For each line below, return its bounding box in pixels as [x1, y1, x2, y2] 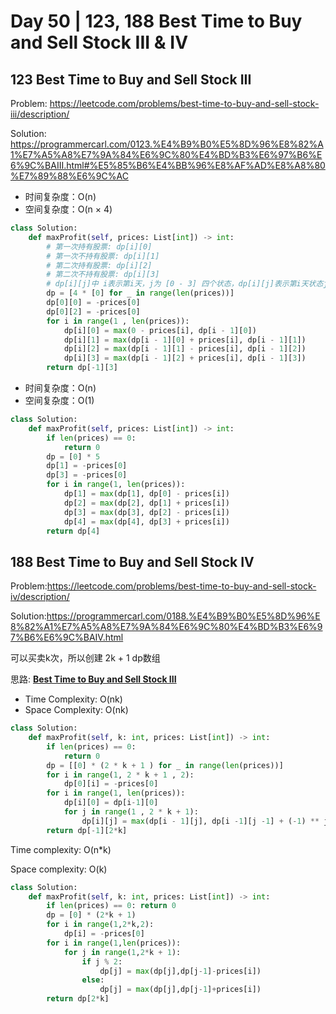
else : [81, 975, 105, 985]
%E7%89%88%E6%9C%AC [10, 170, 129, 182]
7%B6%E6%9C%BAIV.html [10, 631, 124, 644]
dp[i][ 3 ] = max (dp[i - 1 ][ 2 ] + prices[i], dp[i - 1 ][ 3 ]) [63, 353, 307, 364]
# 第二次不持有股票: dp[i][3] [46, 270, 160, 280]
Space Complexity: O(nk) [24, 704, 129, 716]
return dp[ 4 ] [46, 526, 101, 536]
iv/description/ [10, 591, 70, 603]
